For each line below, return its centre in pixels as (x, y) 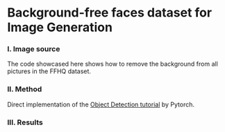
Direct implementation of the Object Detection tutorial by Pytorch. (101, 104)
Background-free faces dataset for (110, 13)
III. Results (25, 122)
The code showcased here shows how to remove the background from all (113, 64)
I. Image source (34, 49)
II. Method (25, 89)
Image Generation (60, 27)
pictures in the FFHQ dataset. (49, 71)
